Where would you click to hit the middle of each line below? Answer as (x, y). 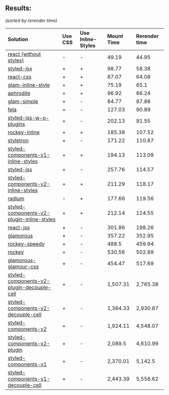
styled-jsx (20, 69)
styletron (18, 140)
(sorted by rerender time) (31, 20)
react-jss (19, 228)
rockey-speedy (26, 244)
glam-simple (23, 101)
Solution (18, 39)
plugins (16, 124)
